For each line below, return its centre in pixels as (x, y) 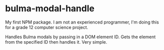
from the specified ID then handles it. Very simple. (56, 42)
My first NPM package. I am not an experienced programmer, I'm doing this (82, 22)
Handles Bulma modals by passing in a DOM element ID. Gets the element (81, 37)
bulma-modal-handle (50, 9)
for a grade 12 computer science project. (47, 27)
